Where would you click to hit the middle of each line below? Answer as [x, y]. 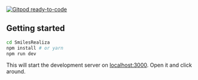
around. [16, 72]
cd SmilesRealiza [28, 42]
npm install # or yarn [35, 48]
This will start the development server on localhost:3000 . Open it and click [99, 65]
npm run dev [21, 54]
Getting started [36, 28]
